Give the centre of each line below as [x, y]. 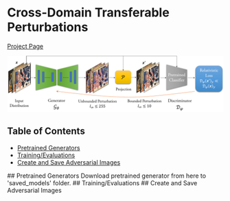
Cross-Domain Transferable [88, 13]
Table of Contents [46, 131]
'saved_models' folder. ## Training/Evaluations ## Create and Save [102, 182]
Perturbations [48, 27]
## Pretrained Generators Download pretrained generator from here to [107, 176]
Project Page [25, 46]
